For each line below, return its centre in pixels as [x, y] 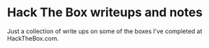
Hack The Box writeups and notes [105, 13]
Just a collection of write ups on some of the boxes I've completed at [105, 31]
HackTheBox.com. [33, 38]
